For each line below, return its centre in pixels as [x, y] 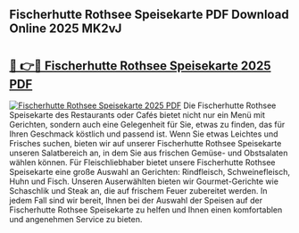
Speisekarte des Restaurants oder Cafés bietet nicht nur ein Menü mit [137, 115]
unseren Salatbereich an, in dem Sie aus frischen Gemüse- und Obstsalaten [149, 153]
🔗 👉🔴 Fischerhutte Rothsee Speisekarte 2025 [140, 66]
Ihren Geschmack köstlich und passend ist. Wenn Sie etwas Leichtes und [144, 134]
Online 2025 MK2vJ [66, 29]
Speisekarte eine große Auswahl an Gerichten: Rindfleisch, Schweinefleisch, [150, 172]
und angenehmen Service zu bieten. [76, 219]
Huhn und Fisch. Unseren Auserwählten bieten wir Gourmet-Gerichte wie [144, 181]
